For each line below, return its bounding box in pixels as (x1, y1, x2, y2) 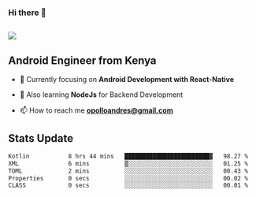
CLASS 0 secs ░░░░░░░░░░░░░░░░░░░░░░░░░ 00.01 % (8, 181, 248, 190)
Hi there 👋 (8, 7, 47, 18)
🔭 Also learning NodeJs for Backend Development (19, 90, 184, 99)
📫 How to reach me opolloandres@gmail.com (19, 106, 173, 115)
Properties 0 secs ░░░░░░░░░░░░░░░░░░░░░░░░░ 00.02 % (8, 174, 248, 182)
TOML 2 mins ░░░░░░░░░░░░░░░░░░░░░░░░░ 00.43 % (8, 167, 248, 175)
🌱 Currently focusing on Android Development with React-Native (19, 75, 235, 84)
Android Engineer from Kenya (8, 54, 157, 67)
